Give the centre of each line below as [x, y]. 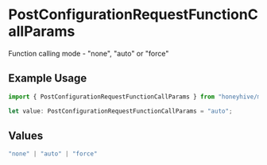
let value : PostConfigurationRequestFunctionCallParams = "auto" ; [120, 111]
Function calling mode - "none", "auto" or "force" [89, 53]
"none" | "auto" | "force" [53, 154]
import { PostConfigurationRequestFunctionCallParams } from [112, 97]
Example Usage [48, 78]
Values [26, 135]
